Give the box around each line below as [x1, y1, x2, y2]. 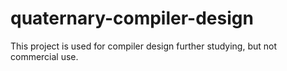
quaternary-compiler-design [10, 7, 254, 30]
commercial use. [10, 50, 79, 62]
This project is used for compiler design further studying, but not [10, 40, 277, 52]
